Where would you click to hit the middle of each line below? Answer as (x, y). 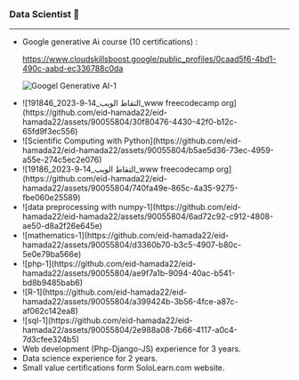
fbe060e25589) (51, 198)
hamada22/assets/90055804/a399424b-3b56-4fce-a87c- (130, 302)
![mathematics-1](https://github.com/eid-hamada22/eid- (125, 236)
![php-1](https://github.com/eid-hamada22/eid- (109, 264)
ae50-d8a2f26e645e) (62, 226)
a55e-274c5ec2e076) (62, 160)
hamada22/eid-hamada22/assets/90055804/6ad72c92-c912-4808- (148, 216)
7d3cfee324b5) (51, 340)
